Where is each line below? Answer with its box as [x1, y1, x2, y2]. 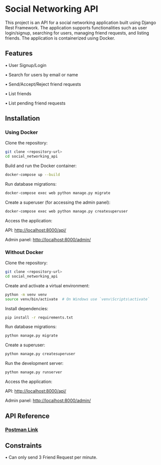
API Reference [5, 412, 50, 420]
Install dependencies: [5, 305, 48, 311]
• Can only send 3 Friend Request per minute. [5, 454, 98, 460]
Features [5, 49, 33, 58]
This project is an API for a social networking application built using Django [5, 20, 157, 25]
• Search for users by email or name [5, 72, 78, 78]
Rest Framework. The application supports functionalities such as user [5, 24, 147, 30]
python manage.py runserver [5, 370, 63, 375]
